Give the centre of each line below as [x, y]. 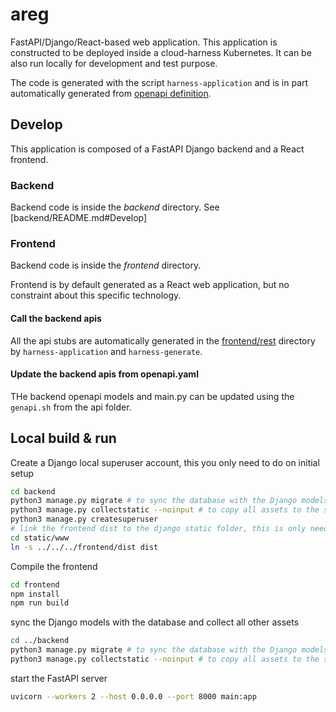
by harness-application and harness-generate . [106, 351]
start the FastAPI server [59, 678]
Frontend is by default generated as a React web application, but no [150, 285]
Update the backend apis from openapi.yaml [104, 374]
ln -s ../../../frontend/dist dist [84, 547]
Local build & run [63, 438]
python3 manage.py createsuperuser [84, 519]
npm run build [40, 603]
